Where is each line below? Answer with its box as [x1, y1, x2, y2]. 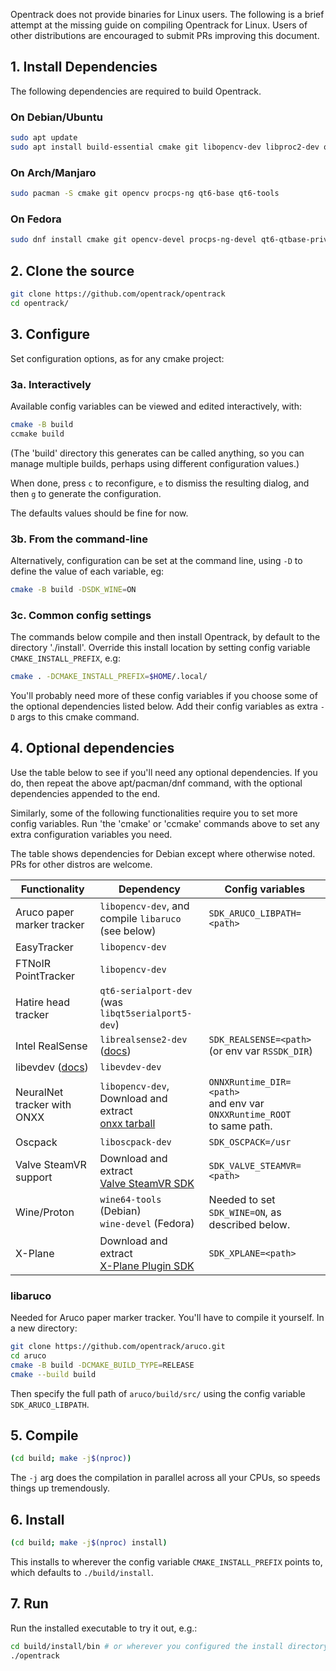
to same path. [208, 1119, 273, 1133]
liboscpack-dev [99, 1136, 172, 1148]
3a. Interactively [10, 377, 92, 391]
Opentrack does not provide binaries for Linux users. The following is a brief [10, 9, 325, 20]
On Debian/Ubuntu [10, 110, 103, 124]
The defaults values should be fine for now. [10, 507, 189, 519]
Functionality [20, 882, 85, 896]
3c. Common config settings [10, 608, 152, 622]
